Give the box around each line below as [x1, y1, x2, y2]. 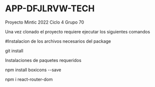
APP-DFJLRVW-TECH [5, 3, 95, 14]
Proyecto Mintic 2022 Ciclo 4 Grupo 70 [5, 19, 84, 25]
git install [5, 48, 24, 54]
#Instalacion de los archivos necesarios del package [5, 38, 111, 44]
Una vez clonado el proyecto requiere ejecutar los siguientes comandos [5, 29, 151, 34]
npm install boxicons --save [5, 67, 61, 73]
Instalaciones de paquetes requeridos [5, 57, 82, 63]
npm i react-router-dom [5, 76, 53, 82]
